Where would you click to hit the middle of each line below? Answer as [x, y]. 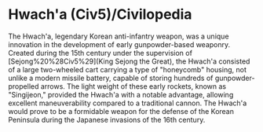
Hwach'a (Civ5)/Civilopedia [100, 15]
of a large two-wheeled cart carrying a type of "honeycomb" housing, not [128, 69]
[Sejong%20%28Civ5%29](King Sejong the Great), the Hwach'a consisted [129, 61]
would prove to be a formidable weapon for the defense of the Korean [121, 111]
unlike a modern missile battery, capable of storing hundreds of [111, 78]
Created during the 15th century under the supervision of [100, 53]
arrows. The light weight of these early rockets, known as [133, 86]
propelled [24, 86]
